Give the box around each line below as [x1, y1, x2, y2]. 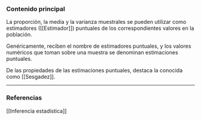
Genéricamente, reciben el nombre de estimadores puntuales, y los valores [6, 42, 191, 50]
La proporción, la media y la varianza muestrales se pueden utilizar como [6, 19, 187, 26]
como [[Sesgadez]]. [6, 73, 56, 81]
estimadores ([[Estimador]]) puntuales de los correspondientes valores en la [6, 24, 194, 32]
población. [6, 31, 32, 38]
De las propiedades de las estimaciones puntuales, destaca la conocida [6, 67, 183, 74]
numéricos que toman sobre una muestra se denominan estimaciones [6, 49, 178, 56]
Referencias [6, 94, 42, 102]
